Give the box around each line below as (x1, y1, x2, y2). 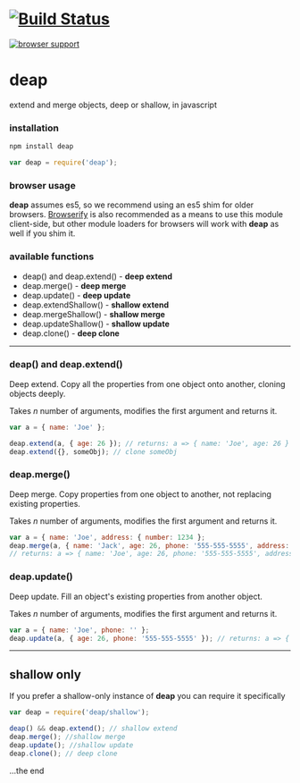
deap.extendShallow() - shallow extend (21, 299, 170, 310)
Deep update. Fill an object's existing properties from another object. (9, 591, 263, 602)
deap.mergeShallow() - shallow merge (21, 308, 165, 319)
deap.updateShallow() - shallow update (21, 318, 170, 329)
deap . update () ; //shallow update (9, 740, 134, 750)
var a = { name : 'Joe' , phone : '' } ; (9, 626, 150, 635)
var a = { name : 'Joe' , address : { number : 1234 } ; (9, 533, 205, 542)
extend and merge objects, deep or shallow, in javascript (9, 99, 217, 110)
